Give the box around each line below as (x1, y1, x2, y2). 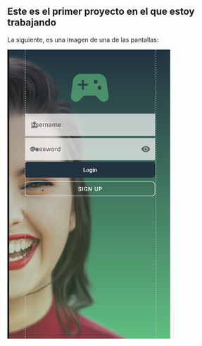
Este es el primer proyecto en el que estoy (7, 6, 195, 18)
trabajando (7, 17, 56, 29)
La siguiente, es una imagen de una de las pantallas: (7, 35, 159, 44)
